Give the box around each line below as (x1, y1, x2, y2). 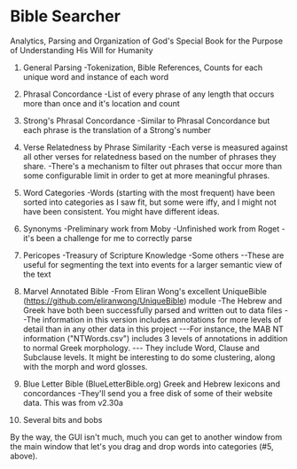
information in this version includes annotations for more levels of (42, 314, 282, 324)
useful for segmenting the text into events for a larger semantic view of (22, 259, 283, 270)
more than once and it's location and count (22, 98, 180, 108)
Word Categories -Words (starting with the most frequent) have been (22, 187, 276, 198)
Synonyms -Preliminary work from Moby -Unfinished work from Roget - (22, 223, 286, 234)
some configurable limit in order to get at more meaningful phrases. (22, 170, 270, 181)
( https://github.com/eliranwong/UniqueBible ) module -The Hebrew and (22, 295, 283, 306)
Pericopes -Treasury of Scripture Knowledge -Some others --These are (22, 250, 285, 261)
